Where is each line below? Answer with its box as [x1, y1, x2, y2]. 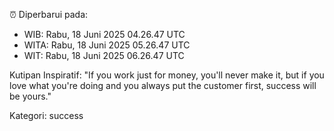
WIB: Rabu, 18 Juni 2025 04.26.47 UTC [23, 29, 186, 40]
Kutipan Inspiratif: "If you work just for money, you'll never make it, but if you [9, 69, 325, 81]
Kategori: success [9, 110, 84, 121]
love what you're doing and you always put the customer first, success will [9, 80, 317, 91]
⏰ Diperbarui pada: [9, 9, 89, 20]
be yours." [9, 90, 52, 102]
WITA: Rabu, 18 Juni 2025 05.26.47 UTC [23, 39, 191, 51]
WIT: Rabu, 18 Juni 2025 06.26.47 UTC [23, 50, 185, 61]
